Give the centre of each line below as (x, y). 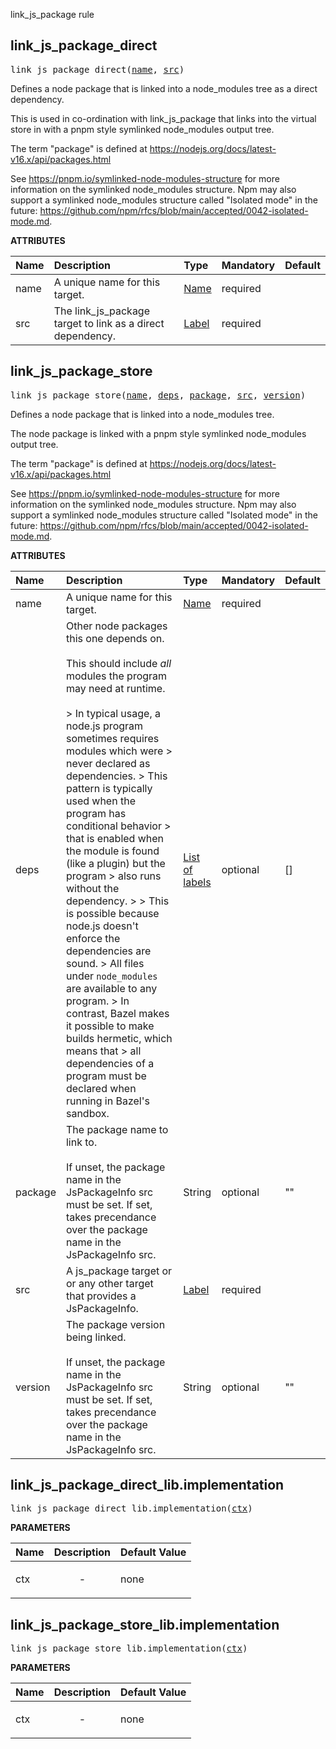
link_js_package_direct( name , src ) (97, 69)
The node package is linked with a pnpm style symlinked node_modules (158, 433)
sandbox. (87, 1113)
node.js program (104, 726)
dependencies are (108, 951)
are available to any (111, 988)
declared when (101, 1088)
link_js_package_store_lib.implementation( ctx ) (129, 1648)
